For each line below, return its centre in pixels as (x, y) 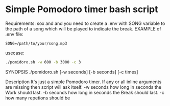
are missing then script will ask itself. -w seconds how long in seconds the (83, 87)
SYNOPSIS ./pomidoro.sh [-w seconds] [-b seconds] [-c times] (72, 72)
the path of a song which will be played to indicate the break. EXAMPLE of (83, 28)
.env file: (15, 34)
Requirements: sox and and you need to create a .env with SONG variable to (85, 23)
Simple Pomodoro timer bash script (82, 9)
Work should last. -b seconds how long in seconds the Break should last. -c (85, 92)
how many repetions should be (38, 98)
